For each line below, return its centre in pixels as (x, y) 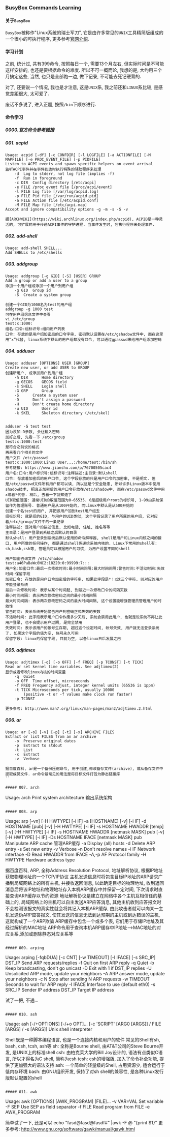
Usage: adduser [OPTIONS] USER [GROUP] (47, 363)
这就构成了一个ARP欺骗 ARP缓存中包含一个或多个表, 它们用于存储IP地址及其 (84, 921)
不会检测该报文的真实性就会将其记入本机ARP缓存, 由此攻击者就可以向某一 (82, 909)
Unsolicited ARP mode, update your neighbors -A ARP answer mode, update (85, 974)
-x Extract (27, 755)
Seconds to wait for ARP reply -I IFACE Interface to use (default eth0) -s (80, 984)
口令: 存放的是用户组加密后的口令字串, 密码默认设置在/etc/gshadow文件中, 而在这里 (84, 335)
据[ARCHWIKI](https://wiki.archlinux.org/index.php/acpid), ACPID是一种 (82, 219)
